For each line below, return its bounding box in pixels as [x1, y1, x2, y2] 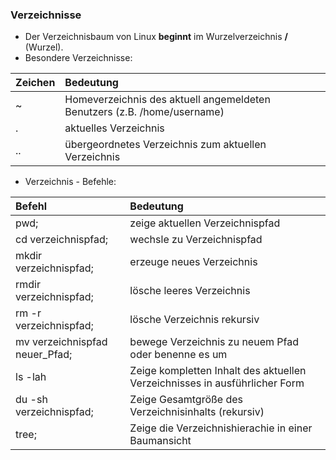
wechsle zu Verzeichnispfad [129, 233, 263, 247]
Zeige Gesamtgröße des [129, 393, 244, 407]
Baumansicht [129, 434, 192, 448]
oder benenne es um [129, 348, 228, 362]
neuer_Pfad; [15, 348, 73, 362]
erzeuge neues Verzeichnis [129, 255, 258, 269]
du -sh [15, 393, 48, 407]
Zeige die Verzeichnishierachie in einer [129, 421, 313, 435]
